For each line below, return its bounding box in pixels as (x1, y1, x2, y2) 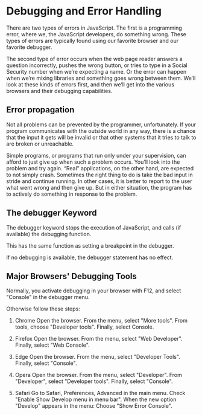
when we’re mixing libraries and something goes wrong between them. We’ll (6, 74, 196, 82)
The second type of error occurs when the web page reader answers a (6, 55, 183, 62)
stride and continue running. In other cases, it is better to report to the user (6, 177, 192, 185)
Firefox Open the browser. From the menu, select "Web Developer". (14, 335, 183, 343)
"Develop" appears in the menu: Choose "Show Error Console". (14, 402, 173, 410)
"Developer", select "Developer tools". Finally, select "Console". (14, 378, 173, 385)
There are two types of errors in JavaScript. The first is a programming (6, 24, 182, 31)
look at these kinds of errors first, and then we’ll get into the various (6, 80, 175, 88)
